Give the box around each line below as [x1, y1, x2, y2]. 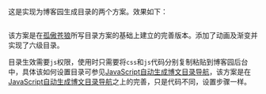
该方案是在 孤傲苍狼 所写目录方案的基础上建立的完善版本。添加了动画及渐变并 [8, 31, 258, 39]
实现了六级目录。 [8, 40, 64, 50]
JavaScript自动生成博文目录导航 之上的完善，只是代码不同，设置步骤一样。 [8, 77, 252, 86]
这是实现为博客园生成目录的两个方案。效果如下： [8, 7, 168, 16]
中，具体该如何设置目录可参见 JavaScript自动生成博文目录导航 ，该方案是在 [8, 67, 252, 77]
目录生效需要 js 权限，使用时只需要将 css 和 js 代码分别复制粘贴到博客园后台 [8, 58, 249, 66]
